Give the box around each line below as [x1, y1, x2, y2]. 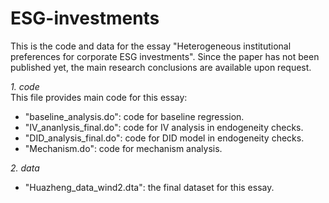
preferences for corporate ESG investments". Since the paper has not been [10, 50, 320, 62]
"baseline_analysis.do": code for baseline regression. [24, 110, 245, 122]
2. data [10, 162, 40, 174]
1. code [10, 80, 40, 92]
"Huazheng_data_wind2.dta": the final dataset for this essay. [24, 181, 275, 193]
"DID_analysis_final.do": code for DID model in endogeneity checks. [24, 132, 305, 144]
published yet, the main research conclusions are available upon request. [10, 61, 312, 73]
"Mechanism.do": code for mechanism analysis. [24, 142, 223, 154]
